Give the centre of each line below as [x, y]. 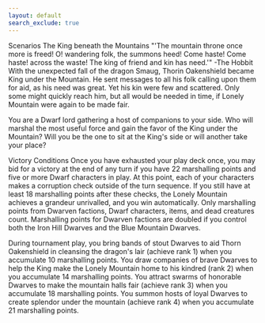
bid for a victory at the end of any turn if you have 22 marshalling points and [132, 169]
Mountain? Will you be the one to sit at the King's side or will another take [128, 136]
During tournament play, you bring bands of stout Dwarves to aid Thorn [125, 243]
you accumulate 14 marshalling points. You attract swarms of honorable [125, 276]
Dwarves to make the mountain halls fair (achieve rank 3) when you [118, 285]
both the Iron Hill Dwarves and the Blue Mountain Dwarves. [104, 227]
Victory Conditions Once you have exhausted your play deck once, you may [132, 160]
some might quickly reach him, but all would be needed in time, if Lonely [126, 96]
